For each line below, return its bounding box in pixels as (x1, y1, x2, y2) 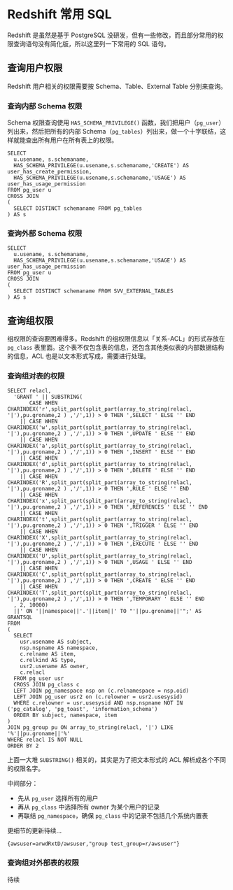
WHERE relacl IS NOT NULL (7, 736, 83, 744)
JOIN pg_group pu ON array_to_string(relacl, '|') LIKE (7, 724, 174, 731)
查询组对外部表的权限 (7, 858, 79, 868)
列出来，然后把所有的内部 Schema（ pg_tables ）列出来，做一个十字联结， (7, 127, 220, 136)
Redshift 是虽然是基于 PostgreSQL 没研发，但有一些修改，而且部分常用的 (7, 31, 218, 39)
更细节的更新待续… (7, 826, 62, 835)
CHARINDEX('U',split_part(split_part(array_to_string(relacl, (7, 553, 192, 560)
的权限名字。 (7, 764, 44, 773)
